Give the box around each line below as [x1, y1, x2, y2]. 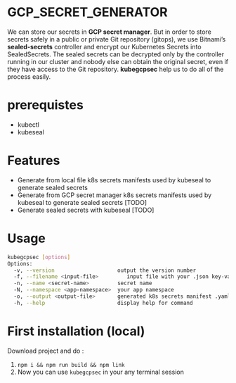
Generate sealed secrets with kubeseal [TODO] [17, 206, 155, 214]
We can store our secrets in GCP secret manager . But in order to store [7, 27, 212, 36]
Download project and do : [7, 346, 84, 355]
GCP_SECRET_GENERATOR [7, 4, 168, 20]
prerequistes [7, 97, 84, 113]
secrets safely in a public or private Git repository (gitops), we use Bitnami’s [7, 34, 226, 43]
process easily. [7, 72, 51, 81]
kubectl [17, 120, 40, 129]
